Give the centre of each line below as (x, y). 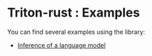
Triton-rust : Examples (74, 13)
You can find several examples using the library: (76, 32)
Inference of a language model (61, 45)
